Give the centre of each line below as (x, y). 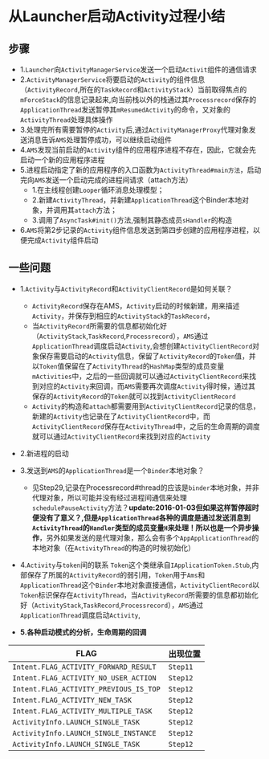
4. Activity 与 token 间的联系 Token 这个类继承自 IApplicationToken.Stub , (136, 565)
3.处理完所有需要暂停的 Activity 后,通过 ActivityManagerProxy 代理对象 (134, 130)
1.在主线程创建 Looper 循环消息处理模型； (98, 190)
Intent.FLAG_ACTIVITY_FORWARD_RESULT (84, 667)
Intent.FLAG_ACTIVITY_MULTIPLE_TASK (82, 711)
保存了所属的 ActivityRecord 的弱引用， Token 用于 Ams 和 (116, 574)
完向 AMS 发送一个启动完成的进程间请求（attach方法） (106, 180)
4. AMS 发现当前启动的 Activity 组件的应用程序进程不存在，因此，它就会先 (138, 150)
